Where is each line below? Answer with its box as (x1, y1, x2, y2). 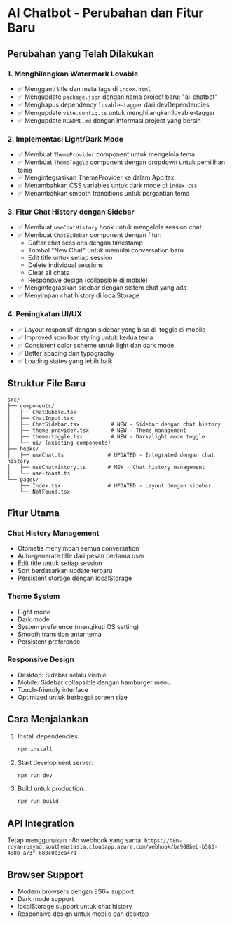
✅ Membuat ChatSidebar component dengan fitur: (17, 231, 162, 239)
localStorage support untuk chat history (17, 902, 132, 910)
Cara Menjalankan (7, 713, 89, 725)
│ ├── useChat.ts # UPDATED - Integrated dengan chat (7, 451, 215, 459)
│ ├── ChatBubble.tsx (7, 408, 77, 415)
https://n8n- (144, 837, 182, 844)
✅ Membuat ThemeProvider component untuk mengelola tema (17, 150, 195, 158)
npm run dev (17, 771, 53, 779)
